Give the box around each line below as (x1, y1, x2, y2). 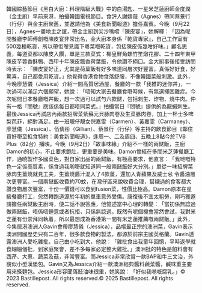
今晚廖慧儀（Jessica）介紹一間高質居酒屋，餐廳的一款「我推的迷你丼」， (6, 80, 186, 87)
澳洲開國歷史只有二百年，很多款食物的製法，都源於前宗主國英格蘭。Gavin (6, 231, 189, 237)
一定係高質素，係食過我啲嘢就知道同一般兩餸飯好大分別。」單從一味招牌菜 (11, 163, 194, 170)
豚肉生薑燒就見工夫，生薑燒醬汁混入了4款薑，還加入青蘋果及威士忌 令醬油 (6, 171, 191, 177)
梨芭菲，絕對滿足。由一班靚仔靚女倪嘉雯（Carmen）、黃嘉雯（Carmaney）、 (6, 118, 194, 125)
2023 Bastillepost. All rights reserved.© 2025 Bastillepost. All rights (6, 275, 173, 282)
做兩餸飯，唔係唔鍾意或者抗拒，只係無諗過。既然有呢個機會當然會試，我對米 (6, 208, 196, 215)
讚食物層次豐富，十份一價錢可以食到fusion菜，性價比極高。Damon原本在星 (6, 186, 192, 192)
